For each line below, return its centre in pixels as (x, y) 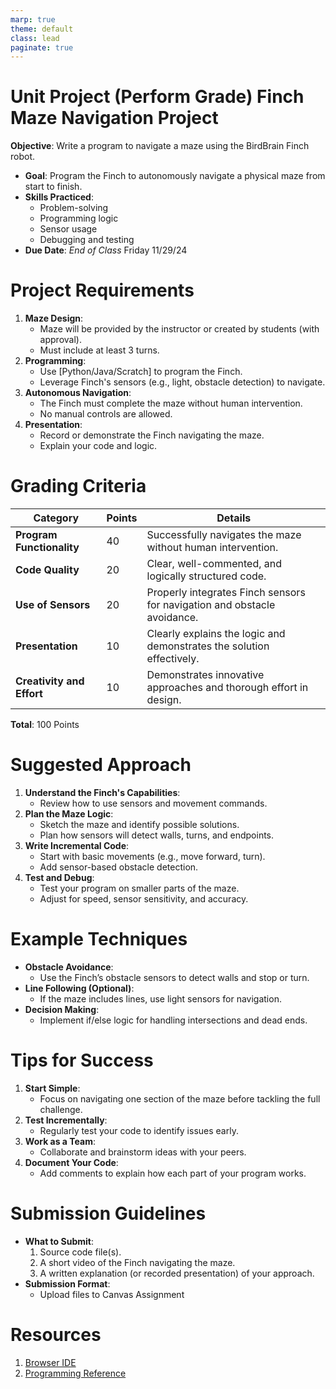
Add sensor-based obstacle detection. (119, 867)
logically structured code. (206, 576)
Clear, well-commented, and (214, 564)
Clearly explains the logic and (216, 634)
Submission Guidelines (108, 1213)
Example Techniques (99, 939)
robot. (23, 157)
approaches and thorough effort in (227, 688)
